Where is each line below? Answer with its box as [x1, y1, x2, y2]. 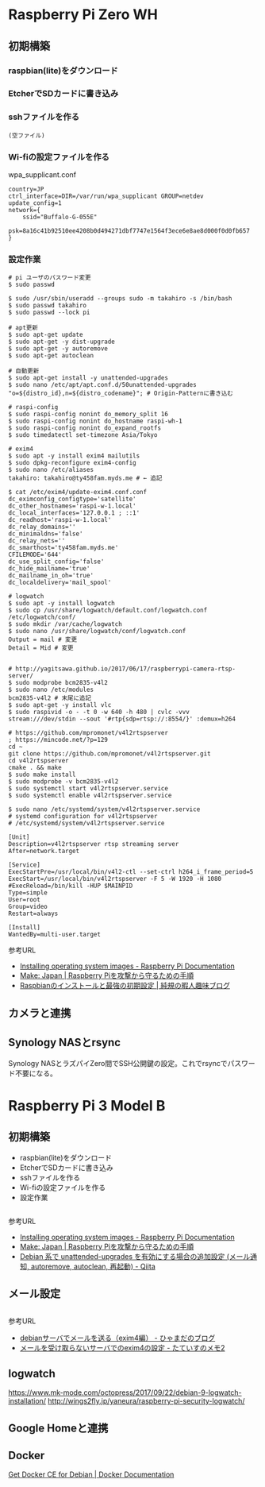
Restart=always [8, 910, 59, 918]
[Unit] [8, 833, 30, 841]
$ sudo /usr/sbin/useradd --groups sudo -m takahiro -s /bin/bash [8, 295, 232, 303]
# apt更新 [8, 324, 38, 332]
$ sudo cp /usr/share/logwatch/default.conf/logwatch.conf [8, 606, 208, 615]
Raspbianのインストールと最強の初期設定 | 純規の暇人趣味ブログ [19, 981, 230, 991]
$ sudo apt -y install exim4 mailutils [8, 452, 140, 460]
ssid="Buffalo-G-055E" [22, 213, 98, 222]
